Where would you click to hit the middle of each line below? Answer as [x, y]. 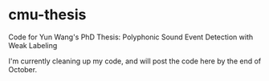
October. [23, 69]
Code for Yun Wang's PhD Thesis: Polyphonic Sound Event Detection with [131, 37]
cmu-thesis [47, 15]
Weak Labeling [33, 45]
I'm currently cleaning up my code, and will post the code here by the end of [135, 61]
